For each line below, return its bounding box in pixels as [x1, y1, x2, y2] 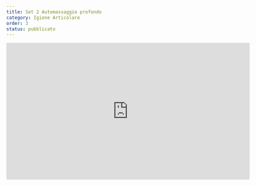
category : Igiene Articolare [6, 15, 80, 21]
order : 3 [6, 20, 29, 26]
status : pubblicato [6, 26, 56, 32]
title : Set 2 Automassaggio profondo [6, 9, 102, 15]
